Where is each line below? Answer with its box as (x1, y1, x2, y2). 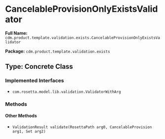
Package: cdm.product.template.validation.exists (5, 48, 110, 54)
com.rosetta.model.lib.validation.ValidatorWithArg (12, 89, 121, 94)
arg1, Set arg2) (12, 129, 46, 134)
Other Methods (5, 113, 37, 119)
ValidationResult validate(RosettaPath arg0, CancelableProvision (12, 124, 152, 130)
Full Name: (5, 30, 28, 36)
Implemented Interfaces (5, 77, 64, 84)
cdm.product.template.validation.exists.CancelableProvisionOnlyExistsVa (5, 35, 161, 40)
